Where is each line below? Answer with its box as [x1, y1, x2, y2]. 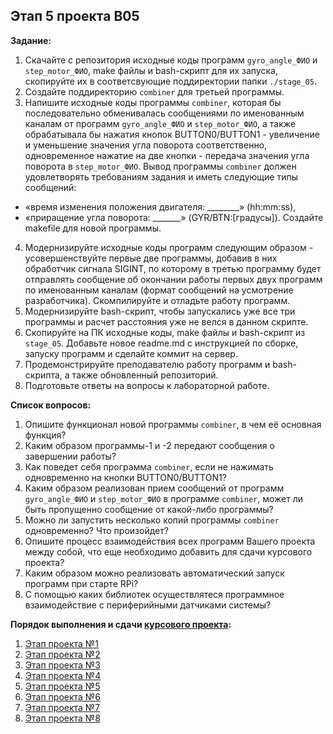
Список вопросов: [10, 399, 92, 411]
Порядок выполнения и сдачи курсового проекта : [10, 618, 232, 630]
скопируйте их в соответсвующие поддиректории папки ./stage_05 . [24, 75, 317, 87]
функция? [24, 429, 67, 441]
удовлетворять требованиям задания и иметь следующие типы [24, 170, 298, 183]
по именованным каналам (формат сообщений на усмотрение [24, 284, 294, 296]
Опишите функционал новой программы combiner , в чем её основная [24, 418, 322, 430]
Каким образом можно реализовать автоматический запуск [24, 567, 285, 579]
